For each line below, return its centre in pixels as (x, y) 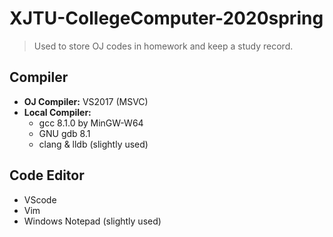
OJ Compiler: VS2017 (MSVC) (86, 101)
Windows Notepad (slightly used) (92, 221)
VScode (40, 199)
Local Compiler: (57, 112)
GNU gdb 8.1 (64, 133)
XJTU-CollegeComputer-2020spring (166, 18)
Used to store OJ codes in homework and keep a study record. (163, 46)
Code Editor (47, 175)
